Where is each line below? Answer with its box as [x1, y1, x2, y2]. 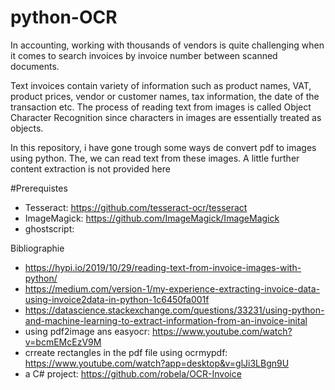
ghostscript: [24, 222, 75, 235]
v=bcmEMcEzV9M [24, 336, 102, 348]
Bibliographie [10, 242, 65, 254]
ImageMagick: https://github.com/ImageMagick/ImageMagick [24, 212, 280, 224]
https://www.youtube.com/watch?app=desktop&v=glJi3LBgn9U [24, 357, 290, 369]
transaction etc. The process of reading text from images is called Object [10, 101, 312, 113]
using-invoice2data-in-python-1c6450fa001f [24, 293, 210, 305]
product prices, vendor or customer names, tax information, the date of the [10, 90, 320, 102]
